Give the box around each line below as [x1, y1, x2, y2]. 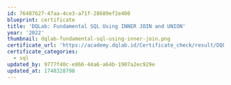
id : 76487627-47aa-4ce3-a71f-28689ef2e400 [7, 10, 131, 17]
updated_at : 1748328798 [7, 67, 76, 74]
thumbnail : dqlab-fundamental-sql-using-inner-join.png [7, 36, 170, 42]
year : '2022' [7, 29, 45, 36]
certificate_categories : [7, 49, 78, 56]
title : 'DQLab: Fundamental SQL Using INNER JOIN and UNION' [7, 23, 186, 29]
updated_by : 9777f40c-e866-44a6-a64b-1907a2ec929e [7, 61, 155, 68]
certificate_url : [7, 42, 57, 49]
